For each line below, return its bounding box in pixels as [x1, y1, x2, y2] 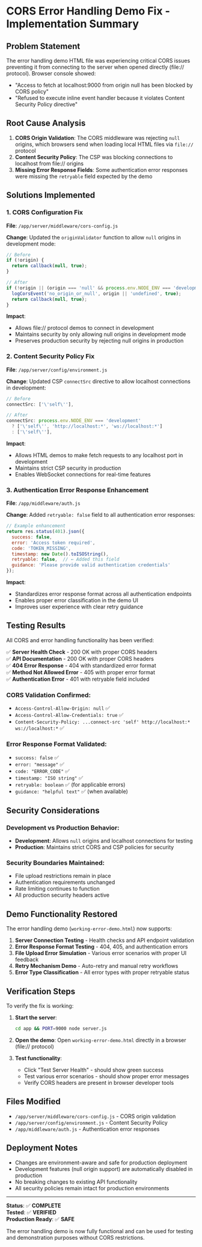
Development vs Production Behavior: [6, 823, 120, 832]
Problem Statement [6, 41, 81, 51]
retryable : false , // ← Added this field [11, 557, 120, 563]
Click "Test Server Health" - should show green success [23, 1066, 164, 1073]
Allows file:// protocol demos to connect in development [14, 324, 155, 332]
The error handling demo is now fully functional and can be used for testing [6, 1227, 194, 1234]
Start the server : [14, 1014, 57, 1021]
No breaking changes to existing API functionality [14, 1178, 138, 1185]
